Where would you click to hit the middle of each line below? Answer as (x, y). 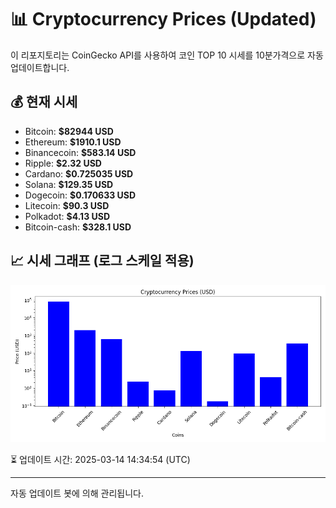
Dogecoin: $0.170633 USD (80, 195)
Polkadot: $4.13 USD (67, 216)
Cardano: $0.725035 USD (79, 173)
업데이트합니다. (40, 67)
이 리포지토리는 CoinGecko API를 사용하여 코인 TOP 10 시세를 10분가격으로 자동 (167, 55)
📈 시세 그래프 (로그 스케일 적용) (102, 261)
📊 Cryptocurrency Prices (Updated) (163, 19)
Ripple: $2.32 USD (63, 163)
